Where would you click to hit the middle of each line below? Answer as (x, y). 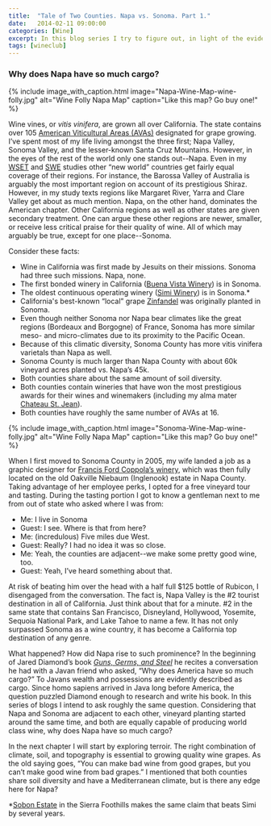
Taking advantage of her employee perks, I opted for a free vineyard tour (129, 487)
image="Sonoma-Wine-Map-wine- (188, 428)
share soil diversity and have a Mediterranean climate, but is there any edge (134, 781)
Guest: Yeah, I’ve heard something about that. (96, 571)
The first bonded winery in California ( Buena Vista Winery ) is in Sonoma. (140, 284)
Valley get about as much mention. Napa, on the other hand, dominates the (133, 202)
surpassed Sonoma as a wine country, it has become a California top (123, 629)
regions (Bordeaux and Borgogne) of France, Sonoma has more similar (138, 327)
